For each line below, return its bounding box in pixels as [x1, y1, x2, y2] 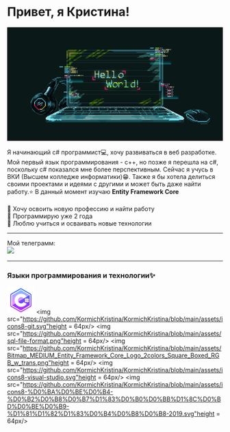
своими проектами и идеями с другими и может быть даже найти [7, 180, 201, 188]
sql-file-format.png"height [7, 337, 81, 345]
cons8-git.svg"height [7, 322, 67, 331]
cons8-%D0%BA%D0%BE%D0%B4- [7, 388, 114, 396]
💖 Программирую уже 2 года [7, 212, 93, 220]
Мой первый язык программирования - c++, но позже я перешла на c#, [7, 158, 219, 166]
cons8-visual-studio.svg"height [7, 373, 97, 381]
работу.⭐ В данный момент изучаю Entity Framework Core [7, 187, 179, 195]
